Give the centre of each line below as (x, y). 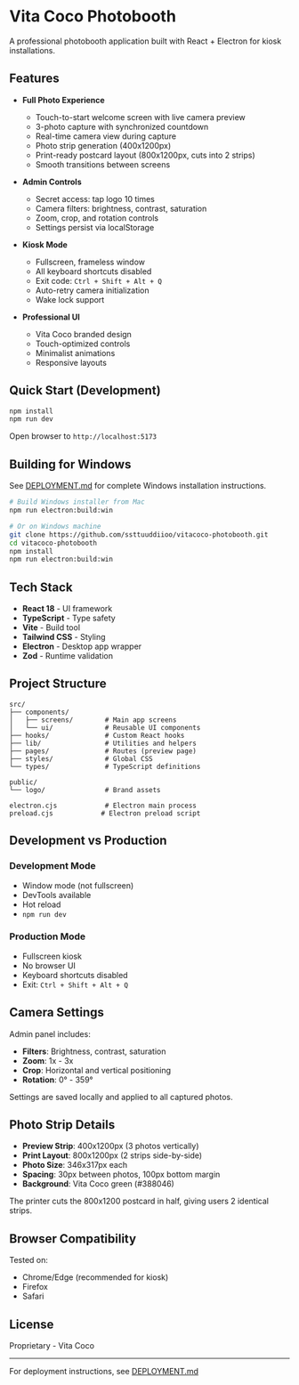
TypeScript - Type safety (69, 618)
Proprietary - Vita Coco (52, 1346)
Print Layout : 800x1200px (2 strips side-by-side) (112, 1155)
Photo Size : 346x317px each (74, 1165)
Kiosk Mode (45, 244)
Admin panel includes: (50, 1033)
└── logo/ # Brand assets (85, 790)
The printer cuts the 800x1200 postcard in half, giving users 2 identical (139, 1201)
